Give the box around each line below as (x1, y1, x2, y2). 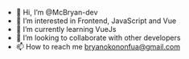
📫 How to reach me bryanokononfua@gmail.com (15, 42, 181, 51)
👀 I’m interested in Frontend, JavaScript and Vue (15, 16, 177, 26)
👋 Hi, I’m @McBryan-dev (15, 8, 98, 17)
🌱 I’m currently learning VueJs (15, 25, 117, 33)
